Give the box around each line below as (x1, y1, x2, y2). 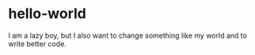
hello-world (8, 5, 87, 23)
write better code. (8, 38, 67, 48)
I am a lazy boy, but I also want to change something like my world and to (8, 31, 248, 40)
